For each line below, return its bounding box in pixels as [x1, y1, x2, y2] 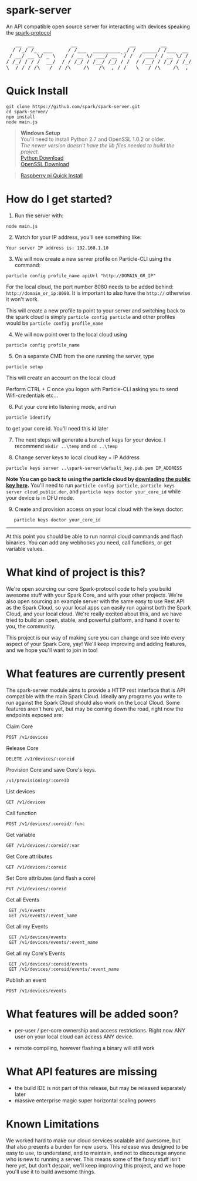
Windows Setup [20, 129, 60, 136]
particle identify [6, 415, 51, 420]
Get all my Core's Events [6, 950, 66, 957]
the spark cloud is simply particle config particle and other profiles [6, 313, 175, 320]
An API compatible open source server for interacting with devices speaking [6, 23, 191, 30]
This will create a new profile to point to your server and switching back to [6, 307, 185, 314]
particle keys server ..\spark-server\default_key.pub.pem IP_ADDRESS [6, 465, 182, 471]
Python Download [20, 154, 64, 161]
